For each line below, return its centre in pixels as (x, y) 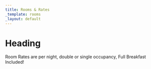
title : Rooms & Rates (27, 10)
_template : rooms (23, 14)
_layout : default (23, 19)
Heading (23, 43)
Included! (15, 62)
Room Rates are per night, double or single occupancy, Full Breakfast (75, 57)
